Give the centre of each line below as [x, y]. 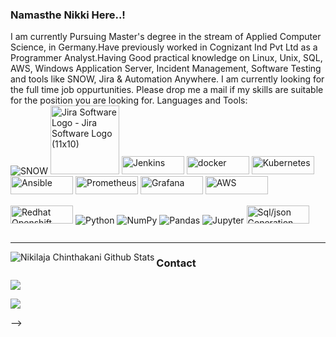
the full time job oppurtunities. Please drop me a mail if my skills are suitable [167, 90]
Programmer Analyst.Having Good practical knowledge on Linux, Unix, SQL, [166, 58]
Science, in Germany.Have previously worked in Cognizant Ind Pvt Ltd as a [164, 47]
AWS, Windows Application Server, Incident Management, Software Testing [166, 69]
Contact [176, 263]
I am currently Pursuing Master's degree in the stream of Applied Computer [166, 37]
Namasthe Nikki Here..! [68, 15]
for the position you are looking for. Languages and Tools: [129, 100]
